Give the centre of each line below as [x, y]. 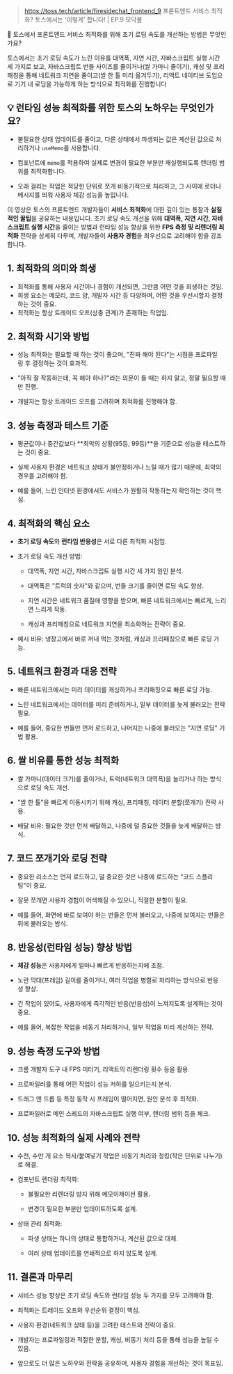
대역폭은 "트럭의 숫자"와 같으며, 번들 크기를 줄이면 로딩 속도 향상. [115, 586]
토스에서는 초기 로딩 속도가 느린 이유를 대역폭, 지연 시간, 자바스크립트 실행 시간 [114, 58]
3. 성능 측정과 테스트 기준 [58, 425]
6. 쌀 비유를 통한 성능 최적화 [63, 761]
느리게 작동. [51, 609]
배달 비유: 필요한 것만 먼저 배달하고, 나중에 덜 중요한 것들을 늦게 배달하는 [115, 825]
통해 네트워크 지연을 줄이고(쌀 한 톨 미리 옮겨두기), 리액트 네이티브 [115, 75]
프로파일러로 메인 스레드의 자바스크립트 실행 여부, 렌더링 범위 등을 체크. [114, 1114]
